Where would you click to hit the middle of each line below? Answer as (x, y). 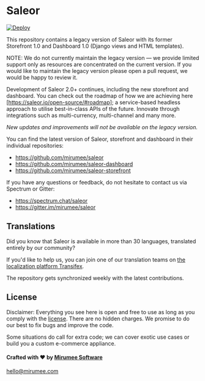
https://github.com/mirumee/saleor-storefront (73, 170)
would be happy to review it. (42, 77)
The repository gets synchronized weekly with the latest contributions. (95, 278)
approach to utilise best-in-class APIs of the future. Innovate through (93, 108)
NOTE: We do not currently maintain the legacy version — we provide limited (103, 58)
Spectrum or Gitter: (31, 189)
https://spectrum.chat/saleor (51, 200)
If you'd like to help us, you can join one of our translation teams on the (96, 259)
